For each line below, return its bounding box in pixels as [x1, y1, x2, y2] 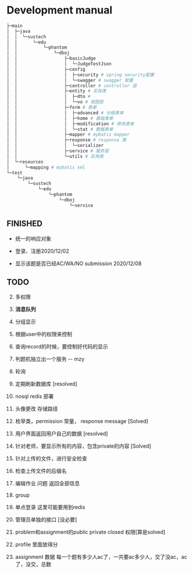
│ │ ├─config [6, 66, 85, 72]
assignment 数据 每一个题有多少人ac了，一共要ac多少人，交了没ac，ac [15, 554, 188, 561]
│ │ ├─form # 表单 [6, 105, 97, 111]
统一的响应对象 [15, 235, 51, 242]
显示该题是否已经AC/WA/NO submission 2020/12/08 [15, 260, 142, 267]
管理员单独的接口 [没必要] [15, 516, 77, 523]
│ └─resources [6, 159, 44, 164]
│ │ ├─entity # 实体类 [6, 88, 106, 94]
